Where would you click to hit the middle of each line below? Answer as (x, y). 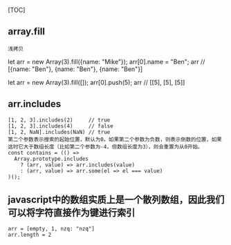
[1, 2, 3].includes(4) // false (61, 126)
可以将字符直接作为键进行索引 (72, 213)
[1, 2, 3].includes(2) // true (59, 120)
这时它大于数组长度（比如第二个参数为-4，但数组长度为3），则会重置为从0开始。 (105, 147)
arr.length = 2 (30, 235)
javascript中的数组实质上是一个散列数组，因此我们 (116, 200)
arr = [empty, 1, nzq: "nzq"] (52, 229)
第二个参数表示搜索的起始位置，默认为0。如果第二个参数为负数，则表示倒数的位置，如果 (115, 139)
